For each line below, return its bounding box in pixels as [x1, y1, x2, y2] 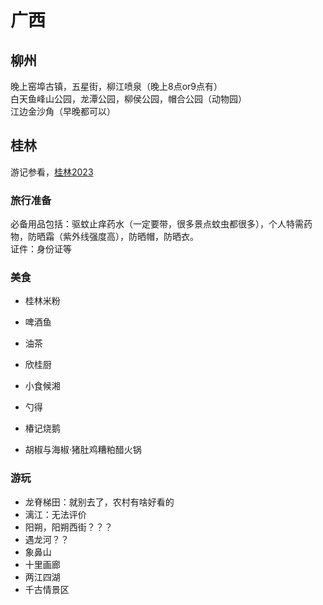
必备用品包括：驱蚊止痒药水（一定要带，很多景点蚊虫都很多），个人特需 [10, 218, 304, 230]
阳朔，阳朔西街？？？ [24, 521, 113, 533]
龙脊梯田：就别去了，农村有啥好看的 [24, 496, 175, 508]
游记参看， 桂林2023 [10, 166, 94, 178]
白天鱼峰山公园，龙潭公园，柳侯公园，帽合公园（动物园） [10, 93, 247, 105]
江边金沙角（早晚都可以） [10, 106, 116, 117]
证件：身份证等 [10, 243, 72, 255]
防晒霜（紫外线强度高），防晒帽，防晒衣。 [27, 231, 199, 243]
